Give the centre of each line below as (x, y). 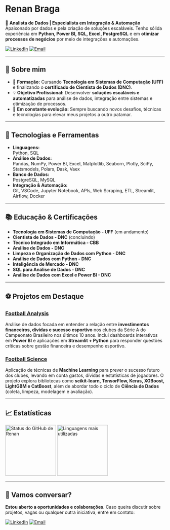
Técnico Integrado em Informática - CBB (56, 243)
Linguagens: (26, 147)
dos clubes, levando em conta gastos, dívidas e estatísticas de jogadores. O (84, 375)
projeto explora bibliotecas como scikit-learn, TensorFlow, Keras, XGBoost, (85, 381)
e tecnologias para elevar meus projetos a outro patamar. (72, 114)
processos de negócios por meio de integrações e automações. (73, 39)
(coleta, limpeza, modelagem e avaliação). (49, 392)
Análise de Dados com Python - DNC (52, 259)
